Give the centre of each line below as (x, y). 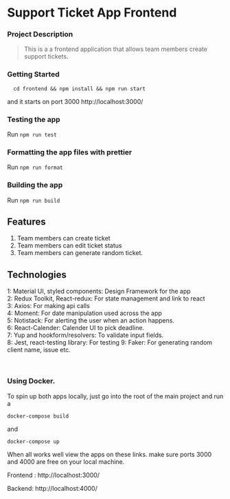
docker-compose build (38, 416)
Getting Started (33, 74)
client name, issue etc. (39, 350)
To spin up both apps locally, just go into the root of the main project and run (115, 396)
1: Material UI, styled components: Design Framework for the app (99, 292)
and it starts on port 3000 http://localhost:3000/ (75, 101)
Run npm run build (34, 200)
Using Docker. (31, 381)
